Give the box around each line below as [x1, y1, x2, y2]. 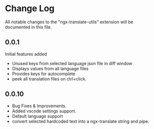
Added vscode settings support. [12, 108, 76, 114]
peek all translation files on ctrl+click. [12, 76, 87, 81]
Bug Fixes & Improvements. [12, 103, 67, 109]
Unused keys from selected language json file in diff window [12, 60, 133, 66]
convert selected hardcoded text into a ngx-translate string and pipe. [12, 118, 150, 124]
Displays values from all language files [12, 65, 89, 71]
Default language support [12, 113, 63, 119]
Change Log [5, 3, 55, 14]
